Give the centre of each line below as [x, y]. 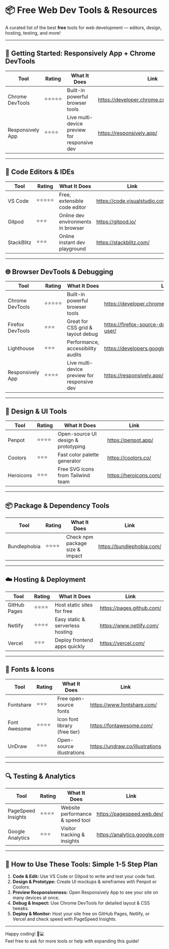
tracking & [73, 835]
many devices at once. [36, 898]
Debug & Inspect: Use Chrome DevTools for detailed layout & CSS [81, 903]
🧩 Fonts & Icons [30, 670]
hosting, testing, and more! [33, 33]
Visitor [68, 828]
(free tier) [69, 732]
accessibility [82, 349]
